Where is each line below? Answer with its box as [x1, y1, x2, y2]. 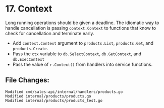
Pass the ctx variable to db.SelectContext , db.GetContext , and [12, 51, 142, 57]
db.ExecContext [12, 57, 45, 62]
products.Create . [12, 45, 48, 51]
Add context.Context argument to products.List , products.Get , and [12, 40, 154, 46]
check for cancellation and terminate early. [5, 30, 94, 36]
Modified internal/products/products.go [5, 93, 92, 98]
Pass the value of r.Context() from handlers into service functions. [12, 61, 153, 67]
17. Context [5, 3, 52, 15]
